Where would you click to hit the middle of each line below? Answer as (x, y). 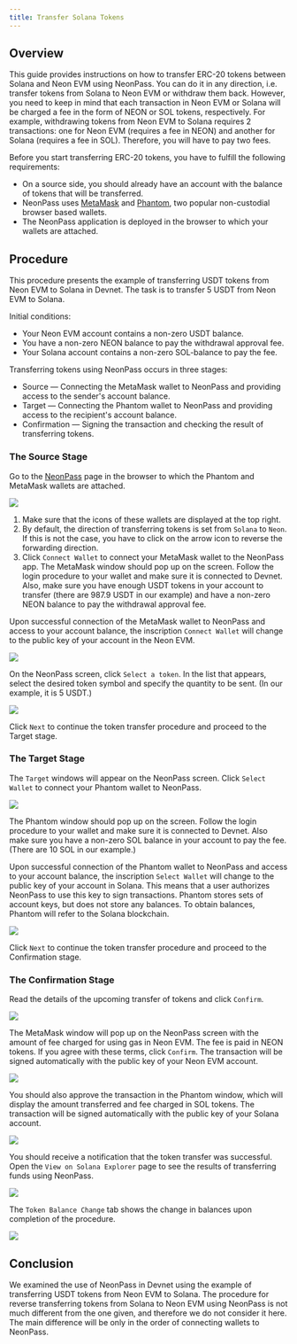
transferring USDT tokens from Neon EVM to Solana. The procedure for (139, 1294)
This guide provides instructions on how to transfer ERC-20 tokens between (148, 74)
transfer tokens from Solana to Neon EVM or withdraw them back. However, (147, 93)
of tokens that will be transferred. (83, 194)
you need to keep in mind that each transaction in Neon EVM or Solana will (145, 103)
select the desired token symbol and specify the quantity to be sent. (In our (146, 683)
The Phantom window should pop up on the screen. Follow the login (133, 821)
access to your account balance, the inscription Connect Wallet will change (146, 631)
